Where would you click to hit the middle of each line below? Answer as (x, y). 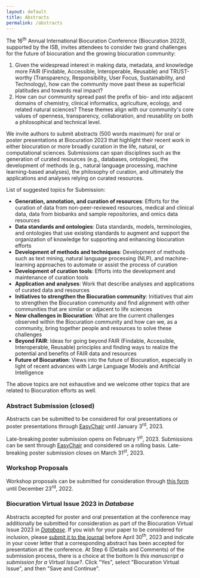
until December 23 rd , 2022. (40, 488)
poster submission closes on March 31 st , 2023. (87, 452)
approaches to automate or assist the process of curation (107, 265)
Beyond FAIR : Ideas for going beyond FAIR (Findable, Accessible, (95, 341)
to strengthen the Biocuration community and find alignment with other (102, 303)
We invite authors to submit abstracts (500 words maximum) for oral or (93, 134)
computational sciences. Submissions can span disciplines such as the (93, 153)
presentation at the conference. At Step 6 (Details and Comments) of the (96, 549)
